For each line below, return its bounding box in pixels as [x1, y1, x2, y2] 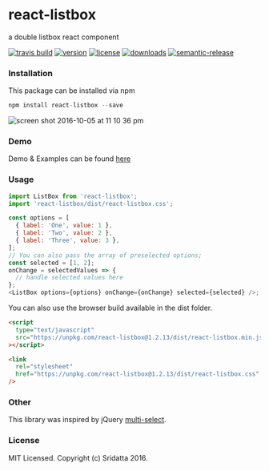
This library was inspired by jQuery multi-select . [8, 415, 167, 425]
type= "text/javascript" [15, 326, 94, 334]
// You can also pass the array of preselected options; [8, 251, 203, 260]
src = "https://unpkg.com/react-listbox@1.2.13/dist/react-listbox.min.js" [15, 333, 267, 341]
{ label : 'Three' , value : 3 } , [15, 236, 120, 245]
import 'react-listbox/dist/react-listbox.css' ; [8, 199, 174, 207]
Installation [8, 67, 54, 78]
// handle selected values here [15, 274, 124, 282]
